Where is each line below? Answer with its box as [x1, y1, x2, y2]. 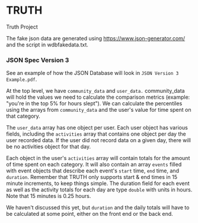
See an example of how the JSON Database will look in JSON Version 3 [6, 70, 179, 77]
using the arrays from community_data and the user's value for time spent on [6, 106, 191, 114]
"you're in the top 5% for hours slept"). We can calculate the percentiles [6, 100, 183, 107]
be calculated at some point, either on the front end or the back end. [6, 211, 173, 218]
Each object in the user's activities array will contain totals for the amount [6, 155, 190, 162]
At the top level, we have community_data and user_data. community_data [6, 87, 185, 95]
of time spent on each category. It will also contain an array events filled [6, 161, 182, 168]
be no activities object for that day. [6, 143, 91, 150]
